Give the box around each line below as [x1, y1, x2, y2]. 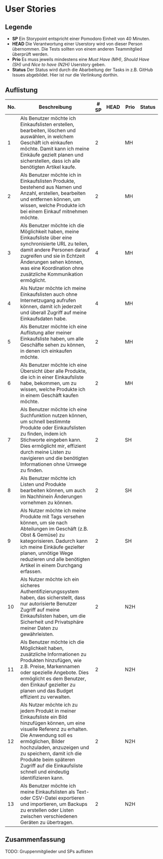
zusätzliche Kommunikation [20, 270, 83, 277]
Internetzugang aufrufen [20, 297, 76, 304]
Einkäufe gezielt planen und [20, 151, 84, 158]
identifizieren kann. [20, 774, 64, 781]
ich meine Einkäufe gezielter [20, 543, 85, 550]
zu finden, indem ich [20, 430, 67, 437]
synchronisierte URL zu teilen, [20, 240, 89, 247]
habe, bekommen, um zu [20, 380, 77, 386]
